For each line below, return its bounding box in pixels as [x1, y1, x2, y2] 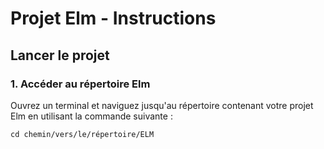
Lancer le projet [10, 47, 110, 64]
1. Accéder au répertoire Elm [10, 77, 151, 91]
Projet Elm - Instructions [10, 7, 217, 30]
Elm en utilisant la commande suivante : [10, 110, 173, 122]
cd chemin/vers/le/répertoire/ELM [10, 129, 155, 139]
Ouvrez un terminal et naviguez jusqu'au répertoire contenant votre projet [10, 99, 314, 111]
